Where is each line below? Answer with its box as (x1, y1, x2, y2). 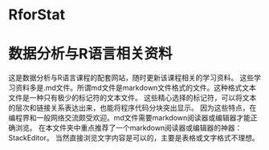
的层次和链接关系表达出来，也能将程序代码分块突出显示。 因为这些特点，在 (8, 103, 257, 113)
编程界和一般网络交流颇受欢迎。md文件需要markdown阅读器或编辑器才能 (8, 113, 251, 123)
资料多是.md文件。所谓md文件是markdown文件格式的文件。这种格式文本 (14, 83, 257, 93)
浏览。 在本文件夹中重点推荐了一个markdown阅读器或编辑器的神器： (14, 123, 243, 133)
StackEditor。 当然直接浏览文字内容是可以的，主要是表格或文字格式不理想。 (8, 133, 259, 143)
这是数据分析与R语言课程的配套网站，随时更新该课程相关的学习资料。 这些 (8, 73, 255, 83)
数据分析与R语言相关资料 (8, 45, 173, 63)
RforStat (8, 6, 66, 24)
